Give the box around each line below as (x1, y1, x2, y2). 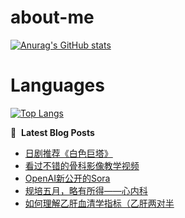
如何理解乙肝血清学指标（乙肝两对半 (24, 197, 175, 209)
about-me (10, 6, 95, 29)
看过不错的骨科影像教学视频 (24, 159, 140, 171)
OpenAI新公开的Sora (24, 172, 111, 184)
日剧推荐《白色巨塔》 (24, 147, 113, 159)
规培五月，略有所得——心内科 (24, 184, 148, 196)
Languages (10, 74, 105, 97)
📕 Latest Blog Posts (10, 126, 95, 138)
